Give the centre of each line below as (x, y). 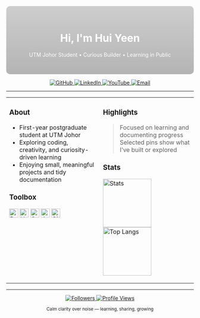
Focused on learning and (154, 127)
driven (28, 157)
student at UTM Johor (50, 135)
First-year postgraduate (53, 127)
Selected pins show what (155, 142)
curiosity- (75, 149)
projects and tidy (43, 172)
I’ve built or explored (149, 149)
